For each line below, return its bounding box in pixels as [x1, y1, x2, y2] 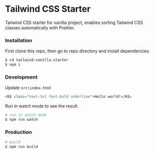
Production [5, 129, 32, 135]
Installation [5, 37, 33, 44]
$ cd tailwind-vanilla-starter [5, 58, 69, 63]
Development [5, 73, 38, 80]
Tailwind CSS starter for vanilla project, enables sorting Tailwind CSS [5, 20, 143, 25]
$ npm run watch [5, 117, 38, 122]
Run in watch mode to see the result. [5, 103, 79, 109]
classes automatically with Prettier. [5, 24, 75, 30]
